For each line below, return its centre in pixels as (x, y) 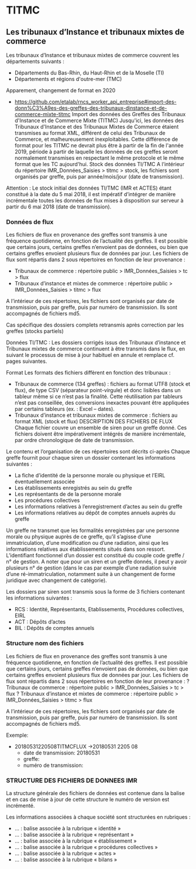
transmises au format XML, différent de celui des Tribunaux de (90, 133)
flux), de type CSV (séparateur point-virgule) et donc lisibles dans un (98, 390)
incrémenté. (20, 806)
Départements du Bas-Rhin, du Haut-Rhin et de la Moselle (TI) (89, 73)
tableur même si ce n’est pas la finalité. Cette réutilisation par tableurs (99, 396)
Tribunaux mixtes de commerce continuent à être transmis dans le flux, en (96, 349)
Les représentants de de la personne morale (68, 494)
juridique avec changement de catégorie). (56, 580)
